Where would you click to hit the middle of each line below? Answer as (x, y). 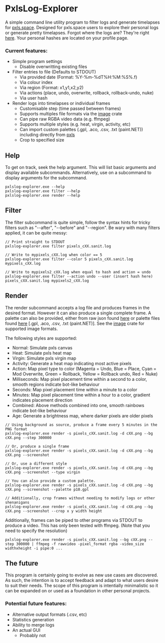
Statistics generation (33, 619)
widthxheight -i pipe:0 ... (34, 548)
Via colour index (36, 82)
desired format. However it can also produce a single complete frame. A (78, 313)
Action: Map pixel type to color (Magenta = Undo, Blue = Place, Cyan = (84, 369)
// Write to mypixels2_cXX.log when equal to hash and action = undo (78, 272)
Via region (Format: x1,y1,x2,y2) (51, 88)
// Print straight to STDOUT (35, 242)
